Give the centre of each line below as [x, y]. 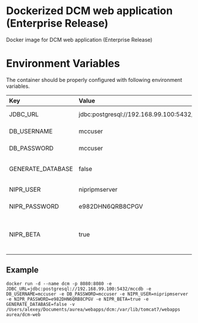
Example [22, 270]
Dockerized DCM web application [89, 11]
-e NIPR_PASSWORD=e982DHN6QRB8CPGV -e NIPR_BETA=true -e [77, 299]
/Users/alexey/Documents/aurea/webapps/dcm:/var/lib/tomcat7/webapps [93, 309]
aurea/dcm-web [24, 314]
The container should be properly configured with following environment [94, 80]
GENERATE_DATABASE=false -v [41, 304]
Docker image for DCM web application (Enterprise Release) [79, 39]
